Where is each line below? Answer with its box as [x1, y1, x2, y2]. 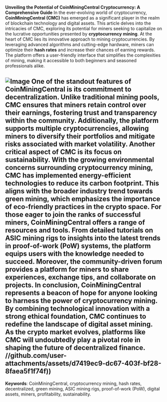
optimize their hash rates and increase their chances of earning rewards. [5, 47, 156, 53]
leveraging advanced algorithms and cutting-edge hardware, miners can [5, 42, 154, 47]
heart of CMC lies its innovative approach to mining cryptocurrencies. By [5, 36, 155, 42]
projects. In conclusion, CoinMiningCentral [5, 281, 141, 290]
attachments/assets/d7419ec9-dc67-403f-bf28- [5, 359, 162, 368]
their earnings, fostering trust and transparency [5, 109, 157, 117]
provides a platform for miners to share [5, 265, 129, 274]
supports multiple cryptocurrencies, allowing [5, 124, 149, 133]
